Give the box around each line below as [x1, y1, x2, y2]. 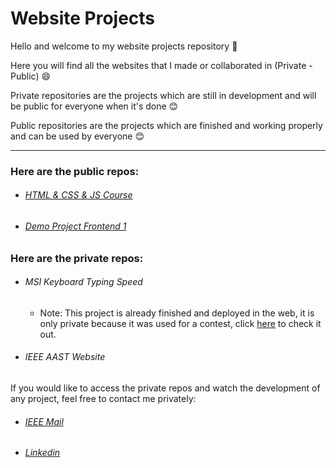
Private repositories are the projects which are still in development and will [10, 89, 317, 101]
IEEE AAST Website [24, 351, 106, 363]
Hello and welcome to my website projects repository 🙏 [10, 40, 238, 52]
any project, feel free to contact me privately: [10, 393, 197, 405]
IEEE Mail [24, 415, 64, 427]
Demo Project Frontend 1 [24, 220, 127, 232]
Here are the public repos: [10, 164, 140, 178]
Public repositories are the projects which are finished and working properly [10, 119, 323, 131]
